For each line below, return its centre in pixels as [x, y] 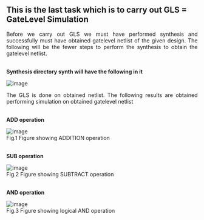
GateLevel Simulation [48, 20]
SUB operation [25, 156]
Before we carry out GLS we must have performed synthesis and [102, 34]
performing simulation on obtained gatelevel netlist [70, 101]
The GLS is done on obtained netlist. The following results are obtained [102, 95]
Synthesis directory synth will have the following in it [74, 72]
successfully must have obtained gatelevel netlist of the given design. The [102, 40]
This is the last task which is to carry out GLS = [97, 10]
